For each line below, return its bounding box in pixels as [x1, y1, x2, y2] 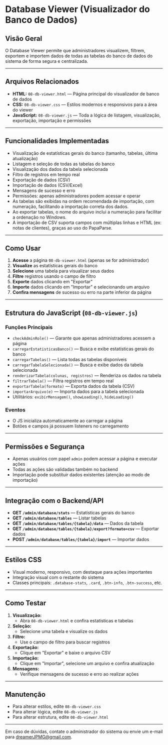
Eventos [5, 406, 26, 413]
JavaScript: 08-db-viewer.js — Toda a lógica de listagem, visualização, [12, 112, 161, 118]
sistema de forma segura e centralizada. [5, 58, 88, 64]
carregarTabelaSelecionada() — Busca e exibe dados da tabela [12, 362, 143, 368]
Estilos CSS [5, 556, 42, 564]
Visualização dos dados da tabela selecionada [12, 166, 108, 172]
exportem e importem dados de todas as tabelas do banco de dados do [5, 53, 153, 59]
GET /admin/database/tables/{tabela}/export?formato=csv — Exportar [12, 526, 159, 532]
